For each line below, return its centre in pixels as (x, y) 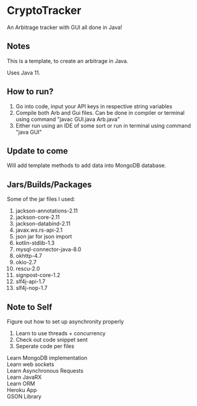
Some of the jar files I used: (41, 199)
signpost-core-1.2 (38, 275)
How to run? (30, 92)
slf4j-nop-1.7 (31, 288)
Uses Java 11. (24, 73)
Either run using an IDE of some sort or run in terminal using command (103, 125)
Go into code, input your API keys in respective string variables (94, 106)
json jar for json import (44, 237)
